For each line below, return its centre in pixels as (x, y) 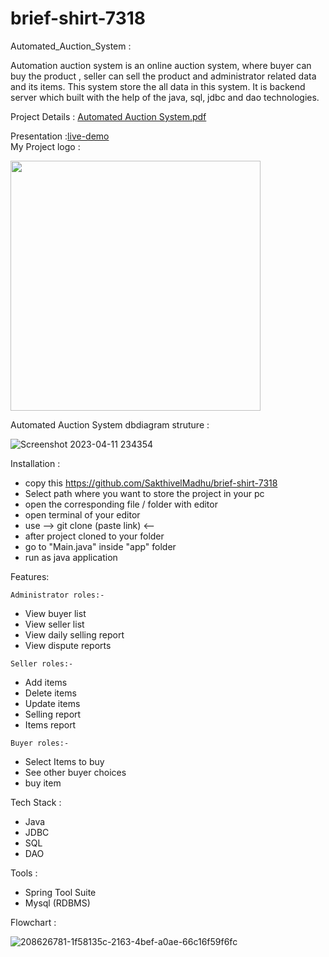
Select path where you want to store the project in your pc (144, 493)
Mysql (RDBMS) (57, 903)
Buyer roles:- (40, 743)
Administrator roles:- (57, 595)
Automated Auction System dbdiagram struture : (110, 424)
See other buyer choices (75, 772)
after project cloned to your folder (94, 536)
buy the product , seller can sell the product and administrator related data (163, 76)
